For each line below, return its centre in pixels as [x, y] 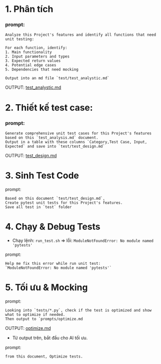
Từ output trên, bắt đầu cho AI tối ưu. [50, 338]
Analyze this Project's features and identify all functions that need [80, 35]
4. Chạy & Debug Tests [53, 227]
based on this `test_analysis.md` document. [52, 137]
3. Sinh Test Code [42, 176]
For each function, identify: [36, 48]
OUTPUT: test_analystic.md [33, 87]
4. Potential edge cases [31, 65]
